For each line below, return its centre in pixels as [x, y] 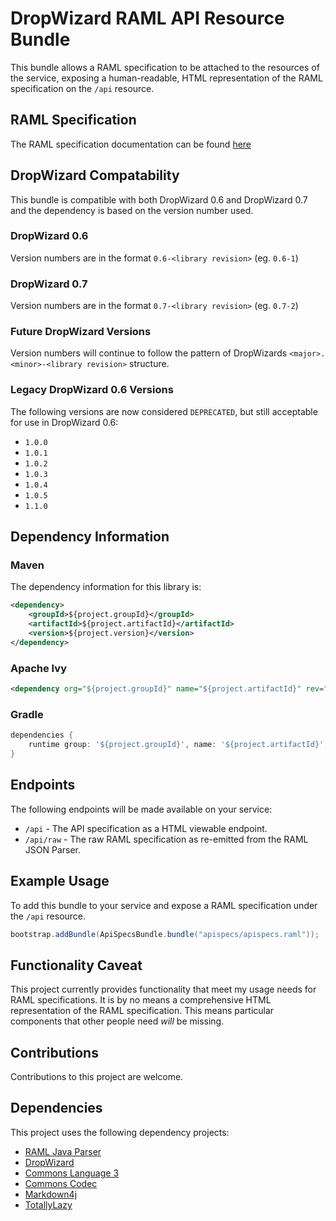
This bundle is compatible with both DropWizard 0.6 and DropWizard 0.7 [159, 199]
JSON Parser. [53, 849]
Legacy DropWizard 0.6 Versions [92, 390]
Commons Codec [61, 1183]
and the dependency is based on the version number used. [132, 210]
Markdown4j [51, 1194]
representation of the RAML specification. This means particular [142, 1011]
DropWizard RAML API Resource [147, 18]
